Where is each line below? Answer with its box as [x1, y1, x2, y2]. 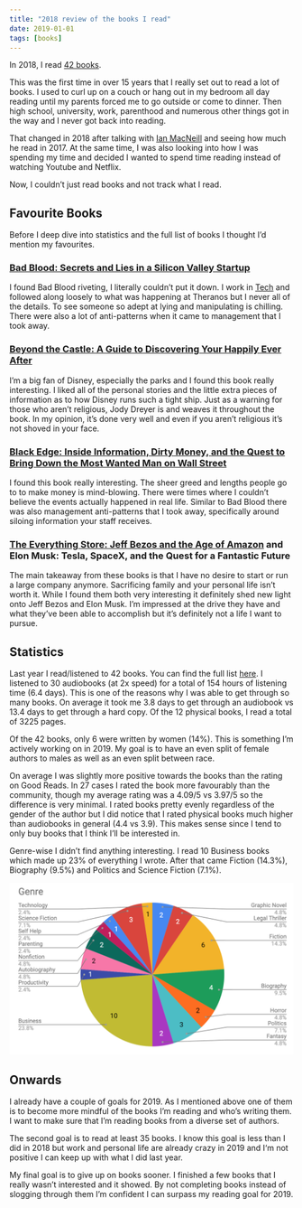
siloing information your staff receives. [9, 516, 152, 527]
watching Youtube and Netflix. [9, 162, 122, 173]
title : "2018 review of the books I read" [9, 14, 171, 23]
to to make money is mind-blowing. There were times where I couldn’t [9, 487, 269, 498]
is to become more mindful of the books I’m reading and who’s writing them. [9, 1106, 292, 1117]
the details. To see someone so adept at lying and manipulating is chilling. [9, 301, 284, 312]
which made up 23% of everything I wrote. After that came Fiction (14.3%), [9, 855, 288, 866]
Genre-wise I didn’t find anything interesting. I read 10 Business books [9, 846, 270, 857]
